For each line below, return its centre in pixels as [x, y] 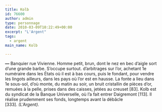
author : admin [19, 18]
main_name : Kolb [21, 45]
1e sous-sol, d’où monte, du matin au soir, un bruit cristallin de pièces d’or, [79, 84]
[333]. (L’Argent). [22, 104]
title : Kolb [17, 9]
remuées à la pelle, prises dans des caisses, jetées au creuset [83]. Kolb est [81, 89]
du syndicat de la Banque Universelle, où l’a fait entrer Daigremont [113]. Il [79, 94]
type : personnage [22, 23]
